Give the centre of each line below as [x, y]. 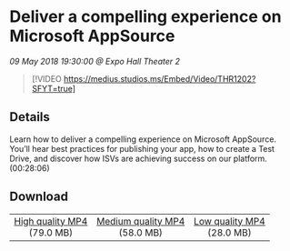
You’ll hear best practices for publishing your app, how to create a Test [142, 148]
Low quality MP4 [230, 221]
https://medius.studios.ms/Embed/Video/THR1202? [160, 78]
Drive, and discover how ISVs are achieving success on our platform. [139, 158]
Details [30, 117]
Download [39, 197]
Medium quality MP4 [141, 221]
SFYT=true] [53, 88]
